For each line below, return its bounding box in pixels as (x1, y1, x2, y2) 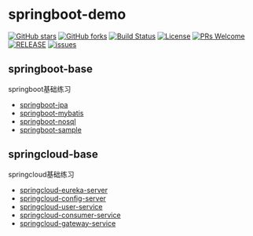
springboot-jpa (19, 100, 68, 109)
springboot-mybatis (19, 108, 84, 118)
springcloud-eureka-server (19, 185, 108, 194)
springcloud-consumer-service (19, 210, 121, 220)
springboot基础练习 (8, 84, 71, 93)
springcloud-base (8, 147, 98, 162)
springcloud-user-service (19, 202, 103, 211)
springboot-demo (8, 5, 126, 24)
